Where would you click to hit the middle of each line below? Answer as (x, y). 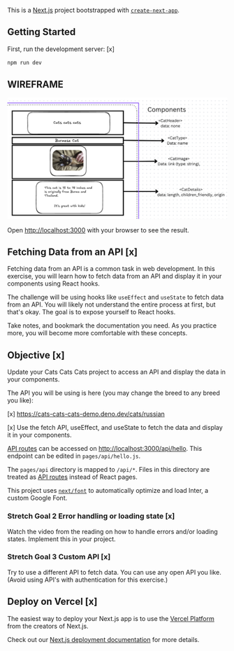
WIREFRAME (36, 84)
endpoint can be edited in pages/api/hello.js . (74, 456)
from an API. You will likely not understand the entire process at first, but (111, 304)
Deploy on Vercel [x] (52, 602)
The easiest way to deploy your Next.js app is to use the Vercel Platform (111, 618)
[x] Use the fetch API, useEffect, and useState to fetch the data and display (115, 428)
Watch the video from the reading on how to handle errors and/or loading (112, 531)
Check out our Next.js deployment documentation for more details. (103, 639)
